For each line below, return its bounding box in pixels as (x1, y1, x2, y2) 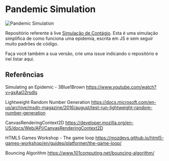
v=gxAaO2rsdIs (5, 89, 38, 95)
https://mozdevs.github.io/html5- (95, 135, 164, 141)
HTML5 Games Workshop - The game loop (5, 135, 95, 141)
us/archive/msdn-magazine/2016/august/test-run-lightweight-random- (5, 104, 152, 111)
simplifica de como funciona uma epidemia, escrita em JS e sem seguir (5, 35, 153, 41)
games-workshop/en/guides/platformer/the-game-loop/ (5, 140, 122, 146)
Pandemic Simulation (5, 4, 96, 15)
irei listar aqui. (5, 56, 34, 62)
